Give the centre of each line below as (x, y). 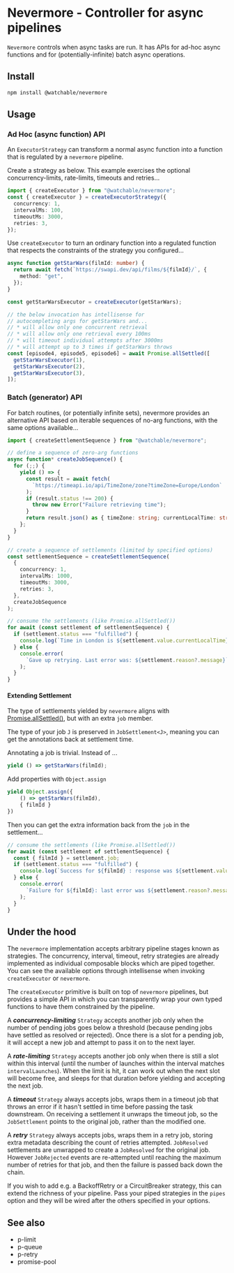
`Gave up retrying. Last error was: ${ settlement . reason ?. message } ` (127, 660)
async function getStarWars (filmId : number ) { (76, 264)
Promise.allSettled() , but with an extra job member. (80, 719)
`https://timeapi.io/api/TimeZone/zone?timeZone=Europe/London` (127, 485)
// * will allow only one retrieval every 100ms (79, 334)
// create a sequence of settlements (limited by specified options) (110, 550)
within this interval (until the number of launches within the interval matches (116, 1063)
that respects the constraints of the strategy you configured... (96, 250)
